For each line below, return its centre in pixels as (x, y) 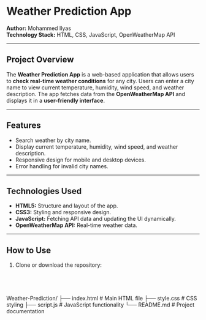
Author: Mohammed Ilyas (39, 28)
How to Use (29, 250)
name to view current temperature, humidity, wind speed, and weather (95, 87)
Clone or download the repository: (59, 265)
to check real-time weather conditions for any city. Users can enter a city (100, 81)
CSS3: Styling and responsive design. (63, 212)
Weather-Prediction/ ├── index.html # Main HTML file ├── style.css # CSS (102, 299)
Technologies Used (44, 191)
